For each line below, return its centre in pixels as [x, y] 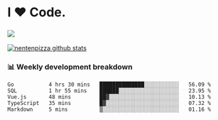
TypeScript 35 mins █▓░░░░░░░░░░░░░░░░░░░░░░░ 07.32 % [109, 103]
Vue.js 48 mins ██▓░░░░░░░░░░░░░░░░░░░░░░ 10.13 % [109, 97]
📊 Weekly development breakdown [70, 67]
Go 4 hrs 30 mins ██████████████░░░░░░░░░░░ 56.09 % [109, 84]
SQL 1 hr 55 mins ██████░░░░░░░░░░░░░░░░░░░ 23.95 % [109, 91]
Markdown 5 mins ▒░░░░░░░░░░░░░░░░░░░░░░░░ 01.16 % [109, 109]
